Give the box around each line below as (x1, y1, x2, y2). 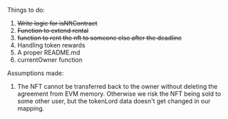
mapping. (17, 105, 45, 112)
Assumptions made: (7, 69, 64, 77)
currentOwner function (17, 56, 83, 64)
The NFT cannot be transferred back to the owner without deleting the (17, 83, 218, 90)
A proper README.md (17, 48, 81, 56)
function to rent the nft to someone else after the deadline (17, 34, 182, 42)
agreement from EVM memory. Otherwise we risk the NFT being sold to (17, 89, 221, 98)
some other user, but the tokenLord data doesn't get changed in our (17, 97, 211, 105)
